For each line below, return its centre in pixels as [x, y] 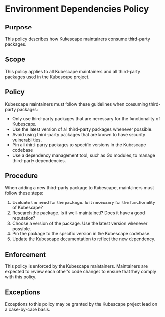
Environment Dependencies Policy [77, 9]
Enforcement [25, 254]
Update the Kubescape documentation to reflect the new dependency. [84, 239]
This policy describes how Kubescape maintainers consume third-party [78, 39]
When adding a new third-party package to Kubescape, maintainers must [80, 188]
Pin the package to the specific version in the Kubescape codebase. [82, 234]
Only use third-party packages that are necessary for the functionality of [86, 118]
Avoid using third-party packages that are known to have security [79, 134]
